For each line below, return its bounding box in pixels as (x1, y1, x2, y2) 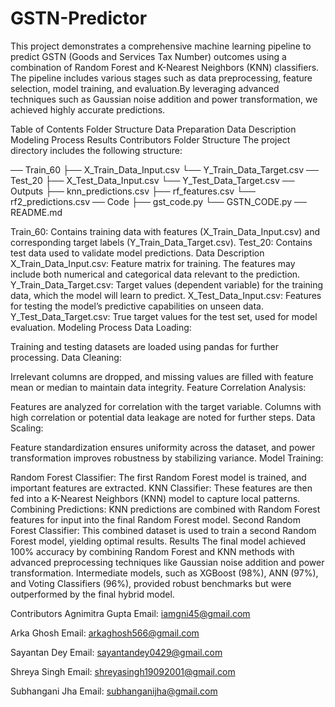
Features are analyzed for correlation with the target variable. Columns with (10, 400, 322, 412)
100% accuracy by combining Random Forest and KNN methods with (10, 545, 295, 557)
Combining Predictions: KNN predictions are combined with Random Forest (10, 503, 321, 515)
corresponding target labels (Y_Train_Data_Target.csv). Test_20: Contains (10, 236, 313, 248)
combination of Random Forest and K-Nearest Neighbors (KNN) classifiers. (10, 61, 320, 73)
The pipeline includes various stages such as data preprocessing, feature (10, 72, 313, 84)
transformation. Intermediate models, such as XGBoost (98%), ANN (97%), (10, 567, 319, 579)
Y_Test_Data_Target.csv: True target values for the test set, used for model (10, 310, 318, 322)
